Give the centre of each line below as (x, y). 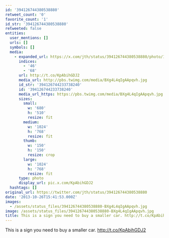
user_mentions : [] (29, 38)
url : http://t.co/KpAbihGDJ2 (49, 75)
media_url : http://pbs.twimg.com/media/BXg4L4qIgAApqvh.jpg (83, 80)
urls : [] (19, 43)
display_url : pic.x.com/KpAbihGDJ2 (56, 183)
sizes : (25, 99)
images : (13, 202)
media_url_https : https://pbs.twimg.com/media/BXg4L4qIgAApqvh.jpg (91, 94)
